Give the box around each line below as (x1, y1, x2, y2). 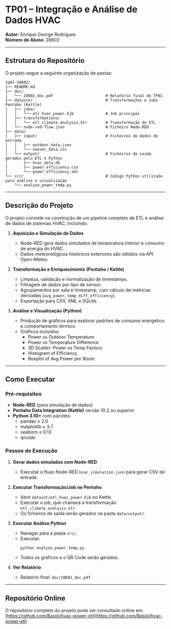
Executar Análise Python (12, 520, 67, 526)
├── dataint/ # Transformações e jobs (5, 98, 158, 103)
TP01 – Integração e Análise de (5, 4, 138, 15)
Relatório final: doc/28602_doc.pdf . (20, 574, 92, 580)
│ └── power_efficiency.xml (5, 169, 79, 174)
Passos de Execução (5, 447, 58, 454)
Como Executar (5, 375, 55, 383)
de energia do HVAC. (20, 245, 65, 251)
